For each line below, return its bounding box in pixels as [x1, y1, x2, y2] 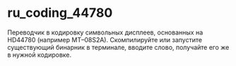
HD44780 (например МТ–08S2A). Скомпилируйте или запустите [7, 35, 203, 44]
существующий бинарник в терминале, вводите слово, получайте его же [7, 43, 230, 51]
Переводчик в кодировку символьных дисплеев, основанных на [7, 28, 203, 37]
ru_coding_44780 [7, 5, 113, 21]
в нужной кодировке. [7, 51, 72, 59]
